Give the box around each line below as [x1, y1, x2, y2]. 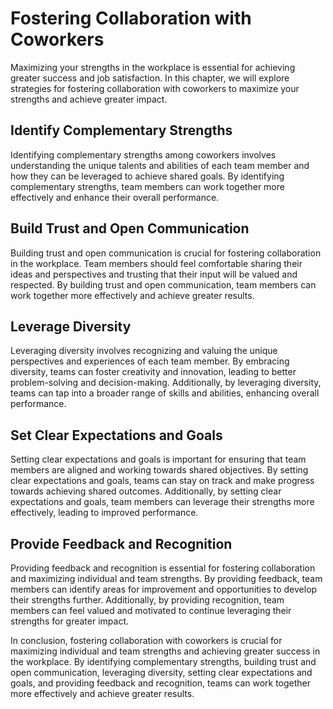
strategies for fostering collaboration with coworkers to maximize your [10, 82, 300, 94]
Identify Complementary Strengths [10, 122, 233, 139]
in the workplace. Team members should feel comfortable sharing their [10, 257, 303, 269]
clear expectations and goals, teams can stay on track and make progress [10, 475, 315, 487]
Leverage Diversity [10, 318, 132, 335]
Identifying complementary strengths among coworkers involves [10, 148, 277, 161]
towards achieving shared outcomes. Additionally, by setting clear [10, 485, 282, 497]
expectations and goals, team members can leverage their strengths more [10, 496, 315, 508]
